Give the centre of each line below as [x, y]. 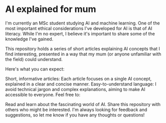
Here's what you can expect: [35, 69]
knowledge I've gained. [29, 39]
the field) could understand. [34, 59]
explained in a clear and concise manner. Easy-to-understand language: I [81, 84]
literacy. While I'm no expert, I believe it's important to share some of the [80, 33]
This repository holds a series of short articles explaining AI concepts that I [83, 48]
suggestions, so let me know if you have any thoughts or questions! [75, 115]
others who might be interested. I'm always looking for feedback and [76, 109]
